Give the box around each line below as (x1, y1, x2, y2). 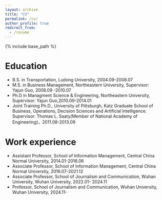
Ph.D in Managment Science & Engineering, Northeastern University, (12, 92, 150, 98)
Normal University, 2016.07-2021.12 (12, 168, 83, 174)
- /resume (9, 30, 29, 35)
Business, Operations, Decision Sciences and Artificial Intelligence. (12, 108, 147, 114)
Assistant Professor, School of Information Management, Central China (12, 152, 155, 158)
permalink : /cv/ (5, 16, 38, 21)
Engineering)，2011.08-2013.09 (12, 119, 76, 125)
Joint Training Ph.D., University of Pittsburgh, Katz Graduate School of (12, 102, 154, 108)
